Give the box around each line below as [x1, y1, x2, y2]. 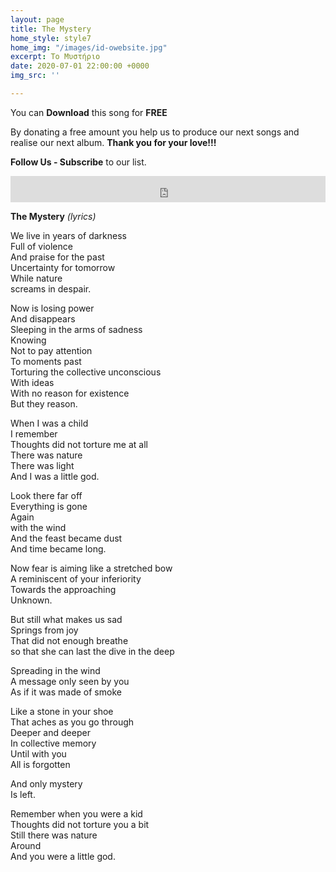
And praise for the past [10, 251, 105, 263]
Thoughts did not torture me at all [10, 438, 148, 450]
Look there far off [10, 489, 83, 501]
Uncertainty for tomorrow [10, 261, 116, 273]
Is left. [10, 788, 36, 800]
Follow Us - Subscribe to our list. [10, 156, 147, 168]
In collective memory [10, 737, 97, 749]
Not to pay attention [10, 344, 93, 356]
